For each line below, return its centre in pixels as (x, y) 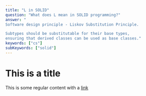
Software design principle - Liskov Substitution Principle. (72, 24)
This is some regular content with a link (47, 87)
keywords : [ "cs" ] (24, 43)
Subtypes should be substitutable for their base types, (68, 34)
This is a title (33, 73)
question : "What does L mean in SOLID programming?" (63, 15)
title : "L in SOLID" (28, 10)
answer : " (16, 20)
